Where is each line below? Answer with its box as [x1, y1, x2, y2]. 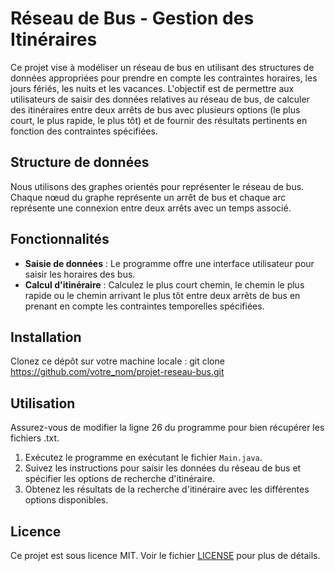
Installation [10, 328, 82, 346]
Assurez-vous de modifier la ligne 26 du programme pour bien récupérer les [10, 422, 325, 434]
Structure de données [10, 154, 150, 171]
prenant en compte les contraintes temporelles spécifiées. [24, 300, 265, 312]
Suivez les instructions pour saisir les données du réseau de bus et [24, 462, 302, 474]
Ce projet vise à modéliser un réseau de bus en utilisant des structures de [10, 61, 315, 73]
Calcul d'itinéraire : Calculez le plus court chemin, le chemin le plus [24, 278, 305, 291]
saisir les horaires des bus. [24, 268, 136, 280]
